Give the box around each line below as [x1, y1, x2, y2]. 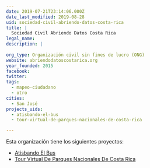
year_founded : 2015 [6, 62, 54, 69]
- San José [11, 100, 38, 107]
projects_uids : [6, 106, 43, 112]
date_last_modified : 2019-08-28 [6, 14, 85, 20]
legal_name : [6, 36, 35, 41]
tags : [6, 79, 19, 85]
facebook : [6, 68, 30, 74]
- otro [11, 90, 27, 96]
